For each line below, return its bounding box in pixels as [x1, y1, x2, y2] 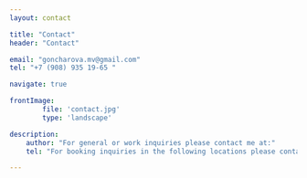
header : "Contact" [9, 38, 79, 47]
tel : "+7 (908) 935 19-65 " [9, 63, 117, 73]
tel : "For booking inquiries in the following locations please [26, 147, 276, 156]
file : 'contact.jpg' [42, 105, 121, 114]
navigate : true [9, 79, 68, 89]
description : [9, 130, 59, 139]
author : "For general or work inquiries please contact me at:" [26, 138, 276, 147]
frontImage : [9, 97, 55, 106]
